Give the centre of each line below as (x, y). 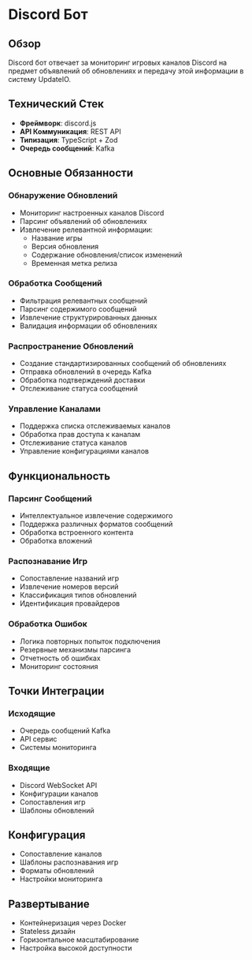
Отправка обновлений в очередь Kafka (85, 372)
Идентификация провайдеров (70, 603)
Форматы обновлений (57, 871)
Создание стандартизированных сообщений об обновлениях (123, 364)
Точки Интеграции (56, 691)
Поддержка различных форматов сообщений (96, 524)
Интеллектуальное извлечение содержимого (96, 516)
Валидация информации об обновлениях (88, 326)
